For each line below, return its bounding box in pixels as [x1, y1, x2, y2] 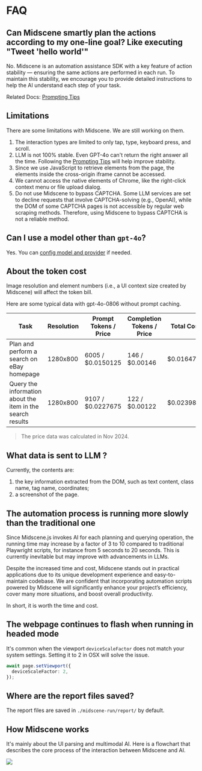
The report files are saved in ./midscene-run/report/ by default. [6, 706, 165, 714]
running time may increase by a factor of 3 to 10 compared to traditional [6, 540, 185, 547]
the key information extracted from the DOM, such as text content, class [14, 478, 194, 485]
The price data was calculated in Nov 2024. [20, 433, 129, 440]
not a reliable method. [14, 215, 69, 222]
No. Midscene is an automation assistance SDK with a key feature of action [6, 63, 192, 69]
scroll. [14, 145, 31, 152]
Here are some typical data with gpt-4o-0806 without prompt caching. [6, 300, 182, 307]
